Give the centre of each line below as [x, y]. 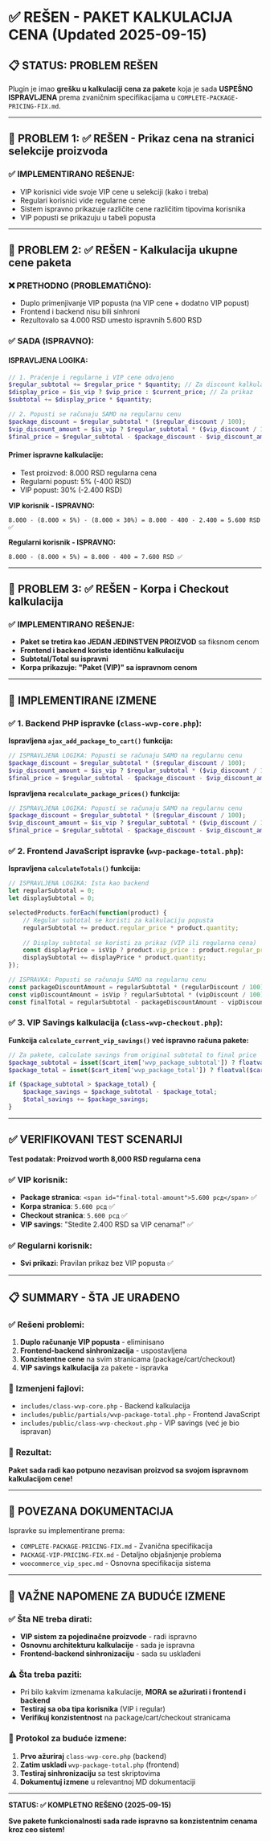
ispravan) [36, 1432]
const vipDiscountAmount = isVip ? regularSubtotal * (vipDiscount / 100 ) [136, 994]
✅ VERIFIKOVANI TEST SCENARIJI [96, 1139]
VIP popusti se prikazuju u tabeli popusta [88, 217]
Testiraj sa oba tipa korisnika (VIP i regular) [93, 1709]
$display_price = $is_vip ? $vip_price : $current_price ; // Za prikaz [131, 392]
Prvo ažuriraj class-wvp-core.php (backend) [93, 1756]
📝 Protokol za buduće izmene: [67, 1739]
